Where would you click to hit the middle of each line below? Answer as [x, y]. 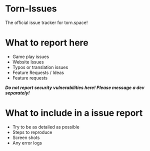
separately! [17, 92]
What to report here [47, 43]
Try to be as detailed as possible [46, 127]
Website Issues [28, 62]
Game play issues [30, 56]
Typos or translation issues [40, 67]
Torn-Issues [31, 9]
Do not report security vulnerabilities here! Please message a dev [75, 87]
